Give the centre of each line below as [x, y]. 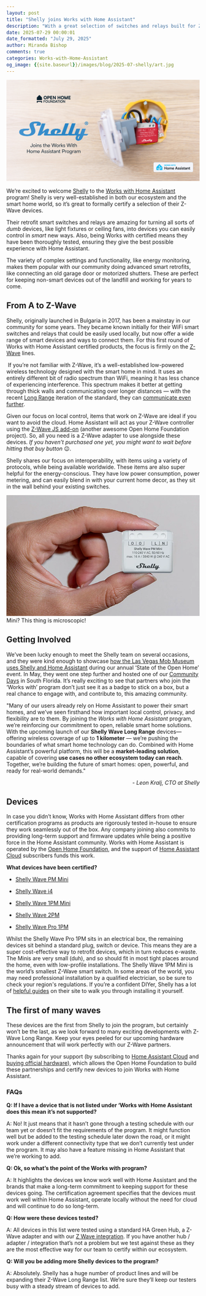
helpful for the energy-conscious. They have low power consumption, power [103, 473]
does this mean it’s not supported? [51, 1112]
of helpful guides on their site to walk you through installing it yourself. [95, 991]
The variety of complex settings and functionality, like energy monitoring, [99, 260]
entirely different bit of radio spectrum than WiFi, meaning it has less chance [103, 378]
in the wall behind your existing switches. [58, 486]
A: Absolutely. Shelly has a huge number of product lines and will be [93, 1273]
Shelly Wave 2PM [37, 915]
